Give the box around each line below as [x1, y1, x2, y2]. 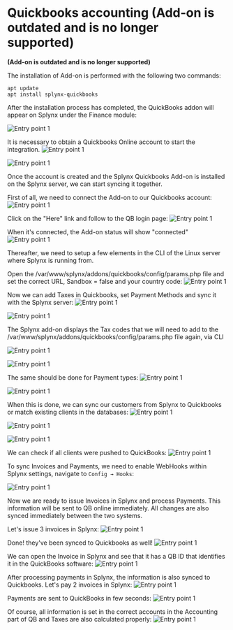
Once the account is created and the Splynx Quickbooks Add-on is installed [7, 172, 225, 180]
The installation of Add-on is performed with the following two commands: [7, 71, 221, 80]
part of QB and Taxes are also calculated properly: [7, 615, 152, 623]
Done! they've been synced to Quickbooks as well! [7, 538, 153, 547]
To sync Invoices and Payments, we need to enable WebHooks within [7, 461, 207, 470]
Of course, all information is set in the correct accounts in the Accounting [7, 607, 218, 616]
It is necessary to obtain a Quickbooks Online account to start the [7, 138, 195, 146]
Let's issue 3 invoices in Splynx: [7, 524, 100, 533]
